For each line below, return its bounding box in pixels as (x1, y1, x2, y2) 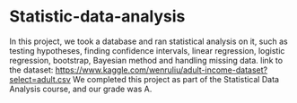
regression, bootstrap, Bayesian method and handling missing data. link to (9, 55, 284, 65)
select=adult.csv (9, 73, 72, 84)
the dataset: (9, 64, 54, 75)
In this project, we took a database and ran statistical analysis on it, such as (9, 36, 289, 47)
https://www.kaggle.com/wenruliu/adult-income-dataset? (55, 64, 267, 75)
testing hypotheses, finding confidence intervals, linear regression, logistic (9, 45, 285, 56)
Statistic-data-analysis (9, 6, 186, 27)
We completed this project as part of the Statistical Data (73, 73, 280, 84)
